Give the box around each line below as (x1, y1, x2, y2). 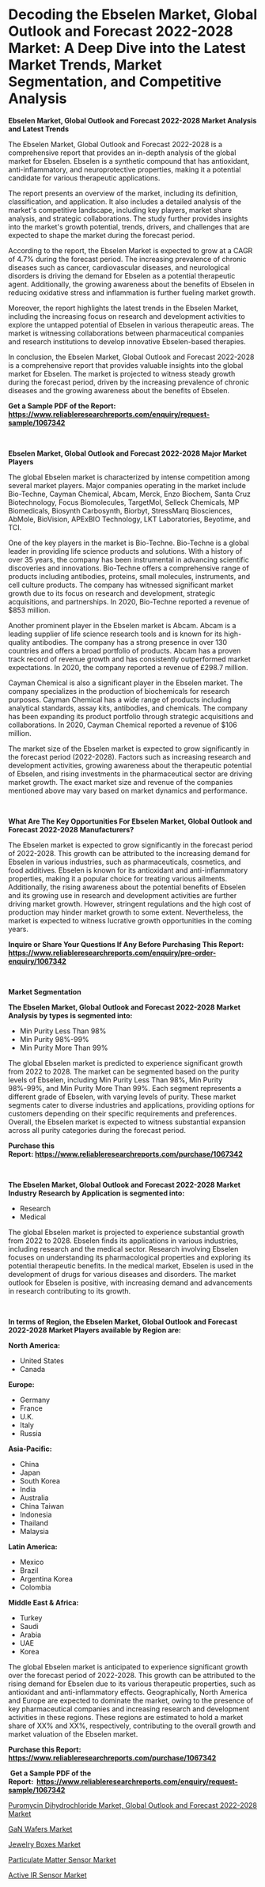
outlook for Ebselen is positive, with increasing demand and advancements (8, 1278, 253, 1287)
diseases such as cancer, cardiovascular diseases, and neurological (8, 263, 230, 272)
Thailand (19, 1518, 49, 1528)
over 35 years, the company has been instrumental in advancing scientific (8, 555, 249, 564)
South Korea (19, 1476, 61, 1485)
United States (19, 1355, 65, 1366)
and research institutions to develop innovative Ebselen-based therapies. (8, 336, 247, 346)
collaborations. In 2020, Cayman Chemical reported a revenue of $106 (8, 720, 237, 729)
